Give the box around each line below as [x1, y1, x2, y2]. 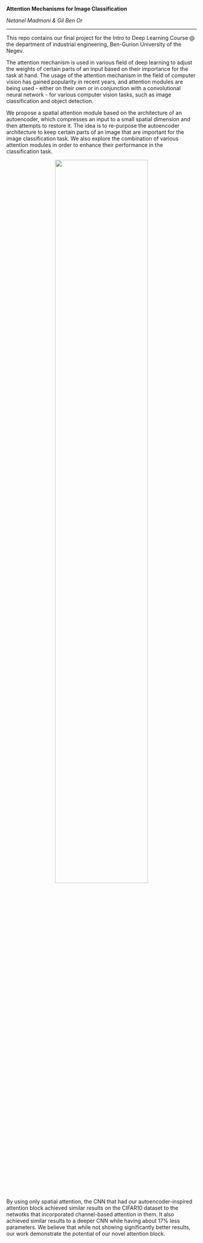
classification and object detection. [6, 97, 94, 105]
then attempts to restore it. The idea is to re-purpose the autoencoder [6, 122, 180, 129]
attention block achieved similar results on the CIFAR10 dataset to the [6, 1204, 179, 1212]
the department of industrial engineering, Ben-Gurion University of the [6, 41, 182, 48]
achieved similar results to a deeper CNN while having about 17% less [6, 1217, 180, 1224]
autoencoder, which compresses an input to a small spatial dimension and [6, 116, 190, 123]
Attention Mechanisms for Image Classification [6, 5, 127, 12]
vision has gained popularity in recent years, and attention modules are [6, 78, 183, 85]
